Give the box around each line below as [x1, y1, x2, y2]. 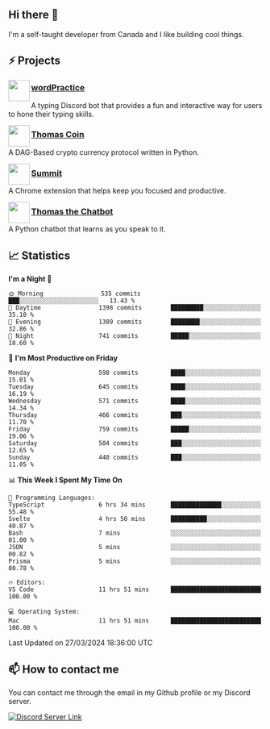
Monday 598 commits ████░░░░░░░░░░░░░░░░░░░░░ [8, 369, 262, 377]
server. [8, 697, 32, 706]
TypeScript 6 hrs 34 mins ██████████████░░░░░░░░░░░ [8, 501, 262, 509]
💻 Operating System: [8, 608, 81, 616]
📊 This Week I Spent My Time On [8, 475, 123, 485]
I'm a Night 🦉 [8, 274, 52, 284]
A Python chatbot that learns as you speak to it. [8, 224, 167, 234]
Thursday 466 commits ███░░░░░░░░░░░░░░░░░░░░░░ [8, 411, 262, 419]
